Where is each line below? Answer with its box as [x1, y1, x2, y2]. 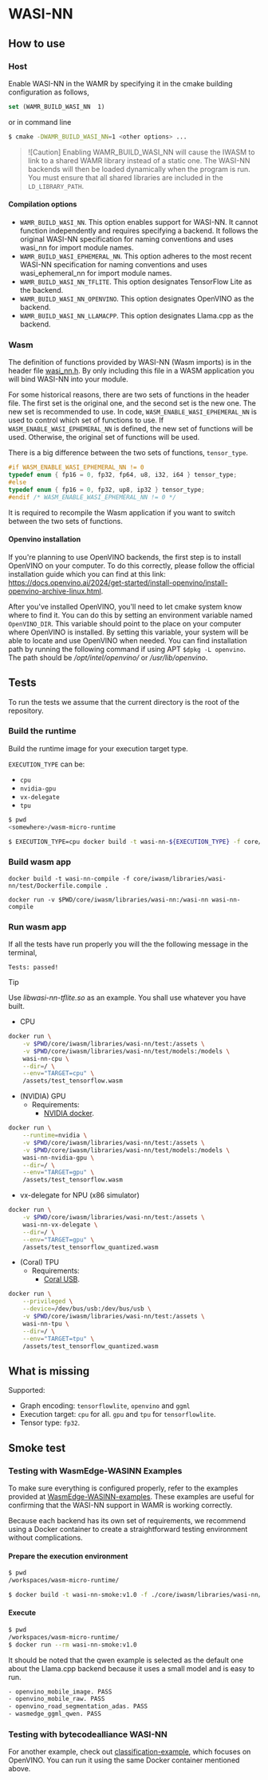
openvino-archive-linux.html [8, 586, 101, 596]
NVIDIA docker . [43, 1109, 94, 1118]
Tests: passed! [8, 963, 59, 972]
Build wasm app [8, 857, 72, 868]
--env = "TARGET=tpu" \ [22, 1334, 94, 1342]
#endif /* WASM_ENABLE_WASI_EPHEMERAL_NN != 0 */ [8, 493, 177, 501]
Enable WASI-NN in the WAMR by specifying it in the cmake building [8, 78, 233, 88]
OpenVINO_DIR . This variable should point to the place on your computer [8, 618, 242, 628]
